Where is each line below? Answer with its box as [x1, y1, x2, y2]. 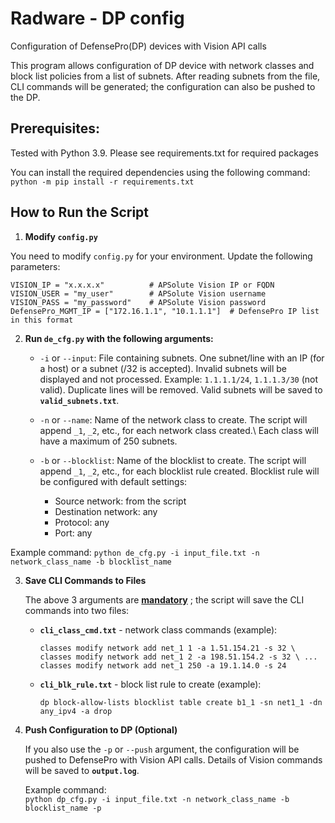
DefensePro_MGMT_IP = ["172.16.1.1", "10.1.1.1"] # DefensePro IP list [10, 306, 320, 316]
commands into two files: [24, 604, 130, 616]
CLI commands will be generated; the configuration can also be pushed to [10, 80, 316, 92]
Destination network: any [54, 505, 158, 517]
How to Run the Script [10, 204, 150, 221]
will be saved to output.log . [24, 764, 140, 776]
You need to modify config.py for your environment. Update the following [10, 250, 313, 262]
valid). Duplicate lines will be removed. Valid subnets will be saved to [39, 383, 323, 396]
